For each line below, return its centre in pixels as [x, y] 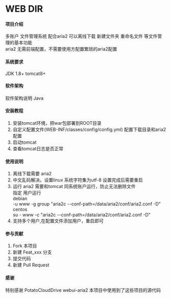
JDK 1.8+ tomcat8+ [26, 73]
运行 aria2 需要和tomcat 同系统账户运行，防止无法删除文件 [74, 187]
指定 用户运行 [27, 193]
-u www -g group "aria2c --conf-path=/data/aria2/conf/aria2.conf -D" [87, 204]
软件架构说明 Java [25, 98]
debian [20, 199]
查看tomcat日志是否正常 [38, 148]
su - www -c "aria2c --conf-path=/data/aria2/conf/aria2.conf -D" [82, 215]
